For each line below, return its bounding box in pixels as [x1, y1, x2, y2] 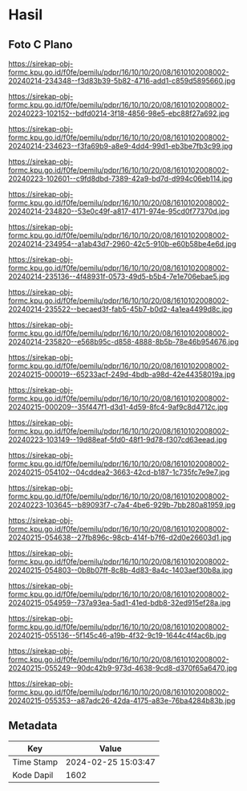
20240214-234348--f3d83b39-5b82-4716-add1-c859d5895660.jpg [8, 76, 236, 85]
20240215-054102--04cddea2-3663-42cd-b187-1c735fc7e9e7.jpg [8, 467, 230, 477]
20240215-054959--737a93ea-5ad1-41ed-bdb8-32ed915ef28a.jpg [8, 598, 231, 607]
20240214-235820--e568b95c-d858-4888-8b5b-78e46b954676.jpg [8, 337, 239, 346]
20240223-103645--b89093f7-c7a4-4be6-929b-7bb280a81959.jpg [8, 500, 236, 509]
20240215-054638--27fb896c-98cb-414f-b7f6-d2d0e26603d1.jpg [8, 532, 232, 542]
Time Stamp [12, 756, 59, 768]
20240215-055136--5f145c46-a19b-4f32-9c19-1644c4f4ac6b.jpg [8, 630, 227, 640]
